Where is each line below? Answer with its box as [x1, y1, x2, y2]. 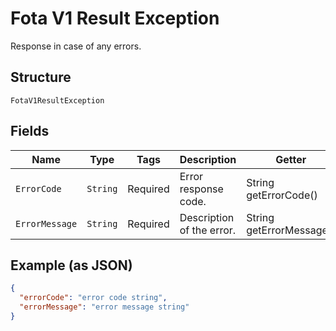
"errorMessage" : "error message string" [19, 302, 190, 312]
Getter [275, 152, 307, 166]
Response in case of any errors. [10, 40, 142, 52]
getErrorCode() [246, 188, 318, 202]
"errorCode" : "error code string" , [19, 293, 168, 303]
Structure [10, 69, 72, 86]
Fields [10, 123, 50, 140]
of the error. [179, 223, 237, 237]
